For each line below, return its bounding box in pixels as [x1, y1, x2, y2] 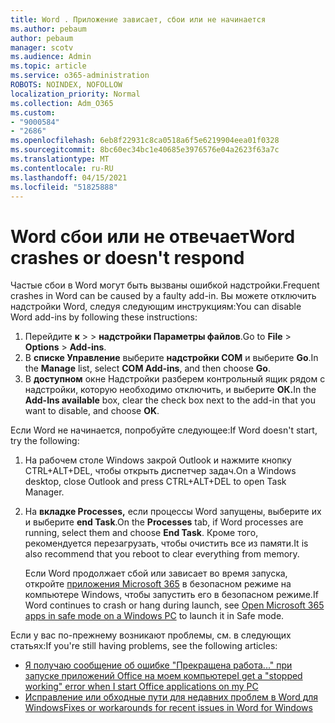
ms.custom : [10, 107, 56, 118]
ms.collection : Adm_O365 [10, 98, 114, 108]
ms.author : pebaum [10, 24, 87, 34]
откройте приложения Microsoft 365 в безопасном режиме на [24, 578, 292, 590]
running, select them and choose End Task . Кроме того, [24, 527, 259, 539]
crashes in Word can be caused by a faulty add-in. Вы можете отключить [10, 290, 317, 302]
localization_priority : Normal [10, 89, 141, 99]
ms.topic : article [10, 61, 87, 71]
